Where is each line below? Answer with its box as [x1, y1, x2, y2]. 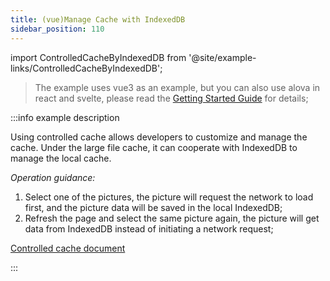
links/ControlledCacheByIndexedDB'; [10, 62, 163, 74]
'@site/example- [188, 51, 257, 63]
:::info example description [10, 111, 120, 123]
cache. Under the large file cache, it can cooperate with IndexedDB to [10, 141, 298, 153]
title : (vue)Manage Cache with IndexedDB [10, 14, 186, 25]
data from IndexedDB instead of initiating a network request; [24, 222, 274, 235]
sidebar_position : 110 [10, 24, 105, 34]
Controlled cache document [10, 242, 126, 254]
